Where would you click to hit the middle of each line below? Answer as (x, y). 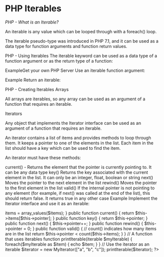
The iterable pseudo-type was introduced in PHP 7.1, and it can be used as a (82, 41)
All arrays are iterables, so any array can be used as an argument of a (75, 99)
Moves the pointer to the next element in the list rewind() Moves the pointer (81, 183)
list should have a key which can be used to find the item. (63, 148)
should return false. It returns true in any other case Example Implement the (81, 198)
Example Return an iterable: (33, 80)
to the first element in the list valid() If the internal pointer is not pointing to (80, 188)
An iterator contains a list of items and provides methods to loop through (78, 138)
